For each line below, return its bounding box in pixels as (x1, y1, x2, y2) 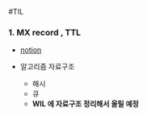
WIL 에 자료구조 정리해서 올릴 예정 (31, 99, 139, 109)
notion (19, 45, 42, 55)
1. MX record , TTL (8, 27, 82, 38)
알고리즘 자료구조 (19, 62, 75, 72)
